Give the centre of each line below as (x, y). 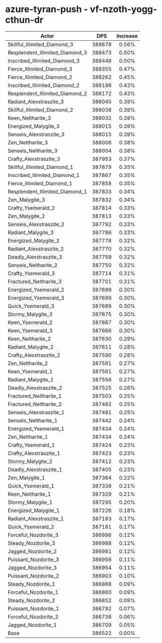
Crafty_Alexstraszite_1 (34, 453)
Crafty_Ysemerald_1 (31, 445)
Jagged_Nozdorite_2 (32, 551)
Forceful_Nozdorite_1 (33, 592)
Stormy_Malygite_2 (30, 461)
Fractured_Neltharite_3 (35, 281)
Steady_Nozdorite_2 (31, 600)
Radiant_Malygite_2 (31, 347)
